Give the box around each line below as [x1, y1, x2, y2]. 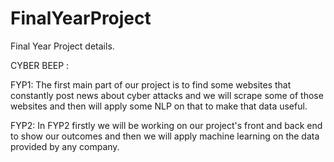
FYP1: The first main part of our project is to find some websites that [10, 78, 292, 91]
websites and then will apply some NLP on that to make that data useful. [10, 100, 308, 112]
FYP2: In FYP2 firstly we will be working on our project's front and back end [10, 119, 323, 131]
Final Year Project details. [10, 40, 115, 52]
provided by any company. [10, 140, 120, 152]
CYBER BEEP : [10, 59, 70, 71]
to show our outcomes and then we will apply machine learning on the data [10, 130, 320, 142]
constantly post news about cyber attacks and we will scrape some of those [10, 89, 324, 101]
